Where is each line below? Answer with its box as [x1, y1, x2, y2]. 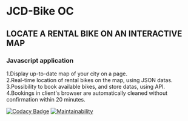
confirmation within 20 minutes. [6, 95, 86, 103]
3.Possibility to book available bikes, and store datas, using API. [6, 83, 166, 90]
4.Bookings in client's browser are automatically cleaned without [6, 89, 168, 97]
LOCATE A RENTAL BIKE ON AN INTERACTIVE [6, 29, 183, 39]
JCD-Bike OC [6, 4, 74, 18]
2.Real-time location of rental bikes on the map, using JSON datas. [6, 76, 173, 83]
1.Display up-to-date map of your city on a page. [6, 70, 128, 77]
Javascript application [6, 56, 74, 64]
